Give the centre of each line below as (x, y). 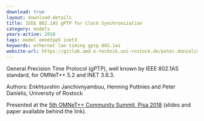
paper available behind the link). (46, 111)
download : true (25, 12)
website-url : (23, 51)
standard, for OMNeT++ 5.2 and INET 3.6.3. (61, 75)
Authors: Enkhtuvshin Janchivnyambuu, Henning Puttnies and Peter (91, 87)
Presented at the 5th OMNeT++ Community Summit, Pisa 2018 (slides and (99, 105)
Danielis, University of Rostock (45, 93)
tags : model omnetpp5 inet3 (42, 40)
